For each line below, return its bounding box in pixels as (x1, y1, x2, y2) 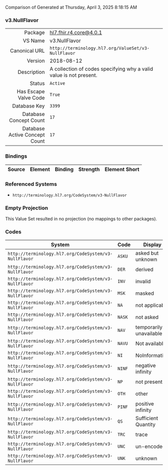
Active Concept (8, 132, 45, 139)
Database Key (12, 102, 45, 109)
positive (135, 400, 154, 407)
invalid (135, 278, 151, 285)
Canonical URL (9, 47, 45, 54)
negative (135, 362, 156, 369)
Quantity (135, 421, 156, 428)
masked (135, 290, 154, 297)
